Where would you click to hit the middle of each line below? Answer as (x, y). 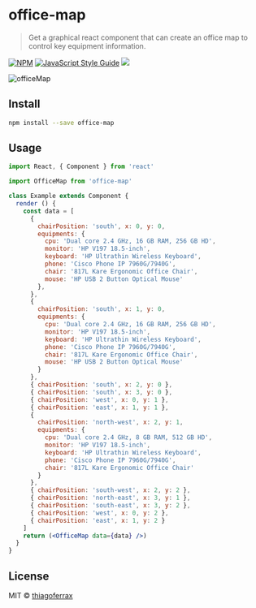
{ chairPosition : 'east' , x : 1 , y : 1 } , (99, 407)
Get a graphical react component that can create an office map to (138, 37)
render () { (36, 204)
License (29, 576)
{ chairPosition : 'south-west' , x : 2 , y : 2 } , (110, 490)
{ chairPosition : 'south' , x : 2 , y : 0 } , (101, 385)
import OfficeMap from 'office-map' (70, 181)
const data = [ (49, 211)
